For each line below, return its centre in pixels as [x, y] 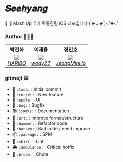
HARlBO [17, 63]
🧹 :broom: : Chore [30, 154]
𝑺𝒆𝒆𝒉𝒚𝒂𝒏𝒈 [27, 9]
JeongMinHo [71, 63]
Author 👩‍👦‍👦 [19, 36]
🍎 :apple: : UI [26, 100]
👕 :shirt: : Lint [28, 141]
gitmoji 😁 [17, 78]
